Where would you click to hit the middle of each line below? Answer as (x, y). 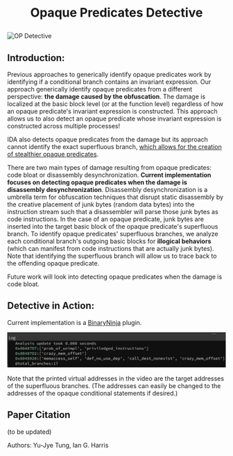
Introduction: (36, 58)
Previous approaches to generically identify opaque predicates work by (109, 74)
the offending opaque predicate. (53, 263)
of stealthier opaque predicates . (53, 154)
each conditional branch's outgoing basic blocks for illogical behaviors (109, 241)
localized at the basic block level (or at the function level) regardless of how (115, 104)
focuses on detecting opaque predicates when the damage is (97, 182)
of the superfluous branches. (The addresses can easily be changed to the (114, 386)
